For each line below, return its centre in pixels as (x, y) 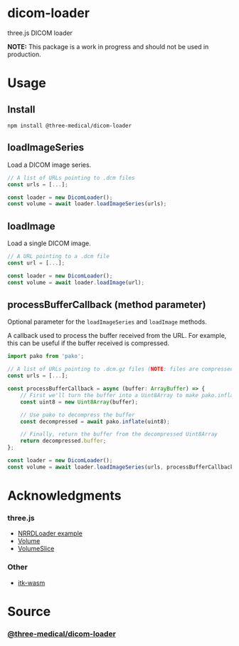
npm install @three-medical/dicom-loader (70, 125)
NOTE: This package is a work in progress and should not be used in (108, 46)
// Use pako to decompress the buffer (78, 415)
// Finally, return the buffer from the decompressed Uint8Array (119, 434)
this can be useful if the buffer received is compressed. (88, 343)
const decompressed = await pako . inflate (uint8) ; (95, 421)
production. (24, 54)
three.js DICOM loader (40, 33)
